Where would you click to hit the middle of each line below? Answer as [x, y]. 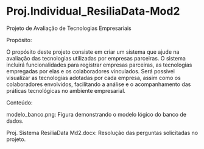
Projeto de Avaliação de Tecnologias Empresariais [69, 28]
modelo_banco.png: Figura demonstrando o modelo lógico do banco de [97, 114]
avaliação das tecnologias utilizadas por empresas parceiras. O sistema [96, 58]
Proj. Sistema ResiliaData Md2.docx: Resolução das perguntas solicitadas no [102, 133]
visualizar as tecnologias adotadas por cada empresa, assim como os [93, 78]
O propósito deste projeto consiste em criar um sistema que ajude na [93, 52]
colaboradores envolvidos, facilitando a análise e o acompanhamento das [99, 84]
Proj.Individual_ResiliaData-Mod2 [93, 11]
